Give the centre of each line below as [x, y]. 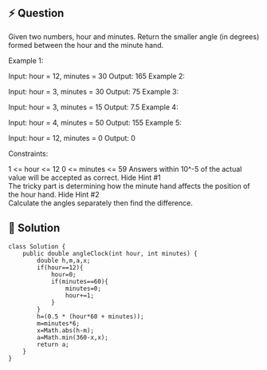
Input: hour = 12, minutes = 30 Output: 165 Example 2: [97, 76]
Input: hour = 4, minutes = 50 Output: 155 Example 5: [95, 122]
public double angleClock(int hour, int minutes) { [110, 253]
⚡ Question [36, 13]
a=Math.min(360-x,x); [73, 337]
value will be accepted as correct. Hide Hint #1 [84, 177]
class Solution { [37, 246]
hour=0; [64, 274]
